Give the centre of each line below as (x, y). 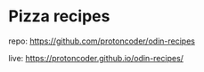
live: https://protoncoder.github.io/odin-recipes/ (96, 58)
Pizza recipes (59, 16)
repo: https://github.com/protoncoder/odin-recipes (102, 41)
